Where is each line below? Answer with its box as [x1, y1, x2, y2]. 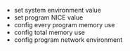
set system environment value [13, 6, 102, 14]
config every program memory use [13, 21, 115, 29]
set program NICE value [13, 13, 84, 22]
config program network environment [13, 36, 123, 44]
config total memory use [13, 28, 86, 36]
